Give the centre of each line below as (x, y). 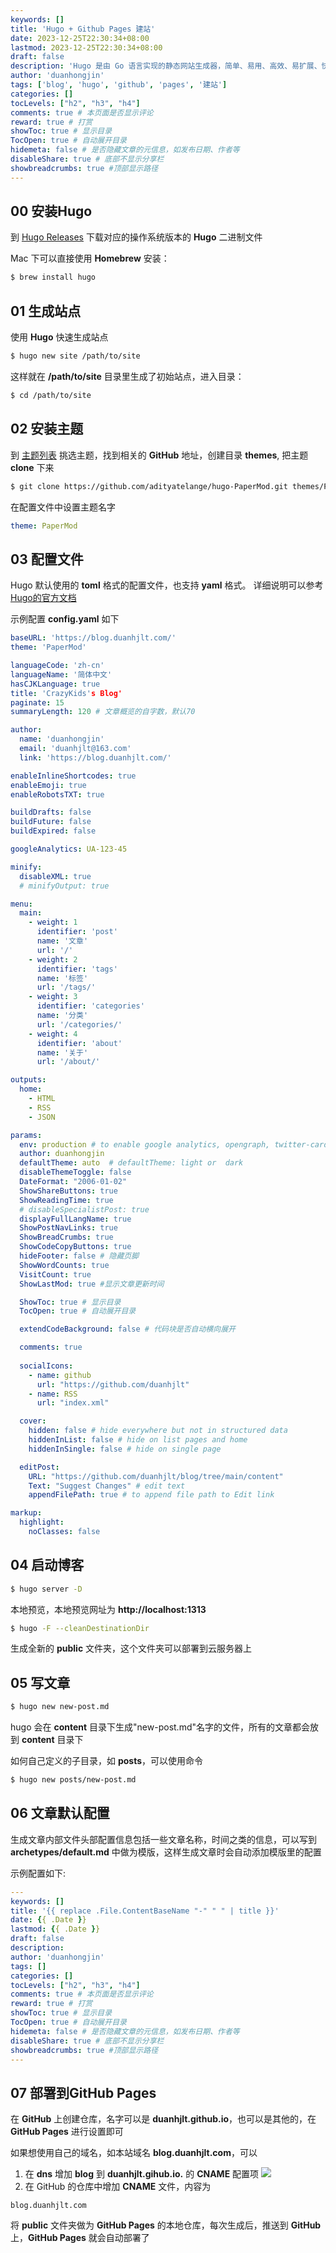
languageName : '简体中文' (61, 674)
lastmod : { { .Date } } (55, 1929)
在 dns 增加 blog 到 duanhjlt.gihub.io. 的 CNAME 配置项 (142, 2174)
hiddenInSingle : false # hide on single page (125, 1449)
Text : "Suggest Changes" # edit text (107, 1486)
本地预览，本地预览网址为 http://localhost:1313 (108, 1609)
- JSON (42, 1117)
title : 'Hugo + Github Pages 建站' (83, 29)
